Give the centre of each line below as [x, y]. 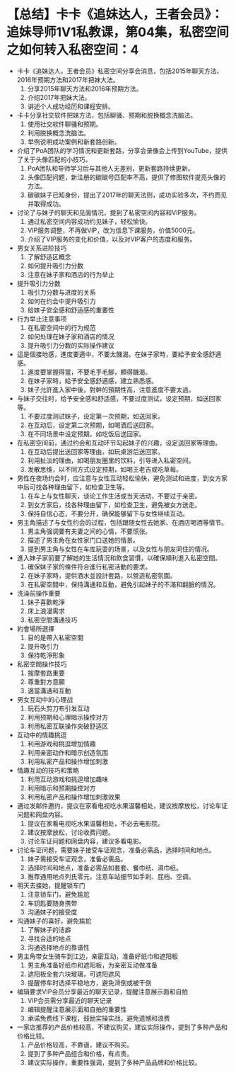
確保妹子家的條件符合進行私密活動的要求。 [89, 567]
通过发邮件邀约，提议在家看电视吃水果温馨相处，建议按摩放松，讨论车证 [122, 805]
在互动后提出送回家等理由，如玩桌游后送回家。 [95, 451]
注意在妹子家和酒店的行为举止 [71, 274]
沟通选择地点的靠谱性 [58, 947]
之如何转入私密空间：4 [73, 50]
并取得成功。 [46, 203]
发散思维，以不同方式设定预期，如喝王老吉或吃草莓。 [105, 469]
